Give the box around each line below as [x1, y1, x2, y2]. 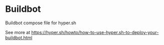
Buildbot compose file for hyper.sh [5, 20, 76, 26]
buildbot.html [5, 35, 32, 41]
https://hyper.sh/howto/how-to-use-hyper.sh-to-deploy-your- [31, 29, 159, 35]
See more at [5, 29, 30, 35]
